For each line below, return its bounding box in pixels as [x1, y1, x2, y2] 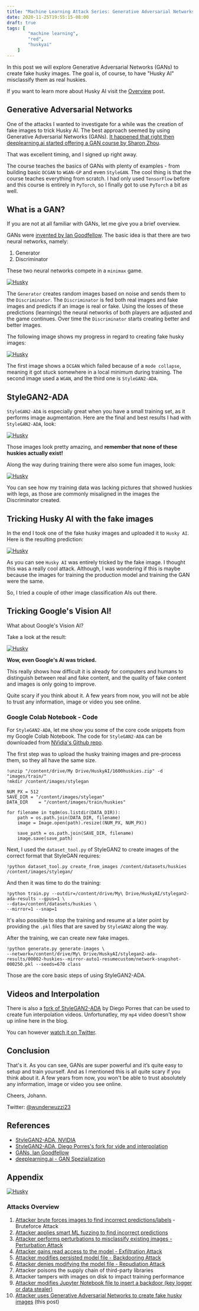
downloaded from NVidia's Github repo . [6, 739, 103, 746]
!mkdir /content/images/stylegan [6, 779, 89, 785]
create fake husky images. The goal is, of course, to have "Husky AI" [6, 69, 174, 77]
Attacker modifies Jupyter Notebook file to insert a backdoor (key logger [15, 1279, 193, 1286]
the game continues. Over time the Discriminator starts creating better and [6, 315, 190, 323]
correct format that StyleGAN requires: [6, 852, 101, 859]
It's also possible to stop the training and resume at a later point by [6, 917, 169, 924]
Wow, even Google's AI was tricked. [6, 656, 97, 663]
